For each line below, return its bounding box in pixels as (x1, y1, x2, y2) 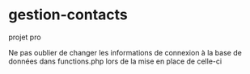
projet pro (8, 32, 42, 42)
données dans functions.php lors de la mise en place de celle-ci (8, 56, 222, 66)
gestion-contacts (8, 6, 128, 24)
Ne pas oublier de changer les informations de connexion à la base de (8, 47, 243, 57)
